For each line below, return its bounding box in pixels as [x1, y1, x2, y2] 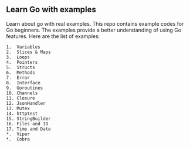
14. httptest [6, 111, 38, 117]
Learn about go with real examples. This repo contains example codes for [6, 20, 184, 27]
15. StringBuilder [6, 115, 51, 122]
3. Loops [6, 54, 30, 60]
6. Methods [6, 70, 35, 76]
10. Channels [6, 90, 38, 96]
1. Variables [6, 44, 41, 50]
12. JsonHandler [6, 100, 46, 106]
